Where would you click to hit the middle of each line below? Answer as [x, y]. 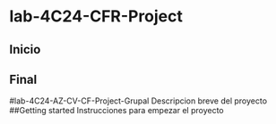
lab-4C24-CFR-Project [96, 17]
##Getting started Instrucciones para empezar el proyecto [116, 111]
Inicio [25, 50]
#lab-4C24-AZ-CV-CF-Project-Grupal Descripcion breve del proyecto [138, 101]
